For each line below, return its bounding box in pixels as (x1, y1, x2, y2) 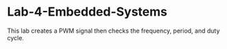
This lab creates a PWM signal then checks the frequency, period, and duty (7, 27, 220, 35)
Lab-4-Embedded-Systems (7, 4, 168, 20)
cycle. (7, 33, 24, 42)
